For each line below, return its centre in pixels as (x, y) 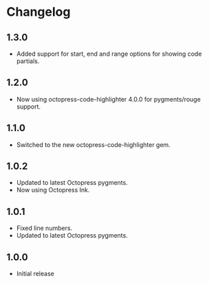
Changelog (38, 12)
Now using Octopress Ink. (53, 190)
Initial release (35, 274)
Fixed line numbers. (44, 228)
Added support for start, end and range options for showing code (109, 54)
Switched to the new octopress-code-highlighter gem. (93, 144)
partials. (28, 61)
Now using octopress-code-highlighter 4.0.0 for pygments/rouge (108, 99)
